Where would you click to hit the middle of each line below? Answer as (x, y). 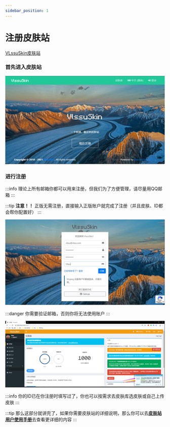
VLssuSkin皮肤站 (23, 53)
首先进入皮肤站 (24, 67)
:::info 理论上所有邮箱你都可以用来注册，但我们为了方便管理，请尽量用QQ (82, 188)
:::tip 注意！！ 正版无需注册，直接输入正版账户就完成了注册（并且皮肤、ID (82, 205)
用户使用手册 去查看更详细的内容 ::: (41, 419)
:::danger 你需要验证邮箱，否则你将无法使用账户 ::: (58, 314)
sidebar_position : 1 (27, 11)
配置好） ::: (30, 212)
